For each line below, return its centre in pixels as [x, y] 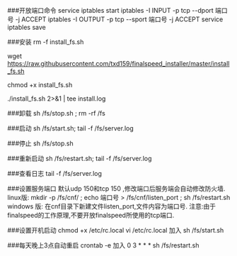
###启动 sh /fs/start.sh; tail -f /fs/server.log [71, 128]
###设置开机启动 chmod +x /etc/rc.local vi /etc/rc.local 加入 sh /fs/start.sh [116, 230]
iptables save [27, 27]
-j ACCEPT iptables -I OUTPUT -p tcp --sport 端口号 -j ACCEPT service [119, 19]
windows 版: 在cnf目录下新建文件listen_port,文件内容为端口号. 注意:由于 [112, 206]
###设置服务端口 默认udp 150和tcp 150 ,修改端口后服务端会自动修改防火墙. [116, 189]
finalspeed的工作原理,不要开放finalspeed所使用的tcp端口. [91, 215]
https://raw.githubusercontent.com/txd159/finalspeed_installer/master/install [118, 63]
